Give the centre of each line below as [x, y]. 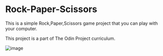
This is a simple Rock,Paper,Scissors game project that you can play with [82, 23]
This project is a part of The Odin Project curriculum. [60, 38]
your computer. [21, 28]
